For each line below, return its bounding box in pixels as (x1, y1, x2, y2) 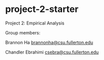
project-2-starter (5, 3, 79, 15)
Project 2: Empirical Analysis (5, 20, 65, 26)
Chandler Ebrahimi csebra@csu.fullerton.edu (5, 49, 99, 55)
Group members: (5, 29, 40, 35)
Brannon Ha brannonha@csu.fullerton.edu (5, 39, 93, 45)
